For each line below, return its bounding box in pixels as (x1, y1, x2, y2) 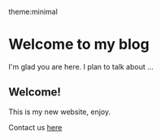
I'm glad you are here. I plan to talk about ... (8, 62, 154, 71)
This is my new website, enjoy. (8, 107, 111, 117)
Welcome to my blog (8, 36, 150, 53)
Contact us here (8, 122, 63, 132)
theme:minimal (8, 7, 59, 16)
